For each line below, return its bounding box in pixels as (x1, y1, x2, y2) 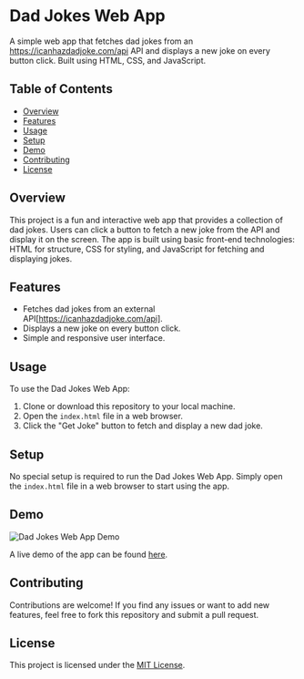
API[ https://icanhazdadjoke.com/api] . (22, 314, 164, 324)
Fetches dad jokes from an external (22, 303, 156, 314)
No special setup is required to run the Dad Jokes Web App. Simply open (9, 471, 283, 481)
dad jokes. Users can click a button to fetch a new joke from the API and (9, 224, 280, 235)
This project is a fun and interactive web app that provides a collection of (9, 214, 284, 225)
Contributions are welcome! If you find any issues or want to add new (9, 599, 270, 611)
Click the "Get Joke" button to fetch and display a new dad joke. (22, 420, 264, 431)
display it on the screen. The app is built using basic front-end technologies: (9, 233, 296, 244)
